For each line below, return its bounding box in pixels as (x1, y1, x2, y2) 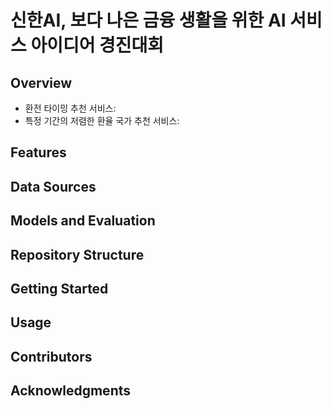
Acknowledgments (10, 382, 132, 400)
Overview (10, 74, 73, 91)
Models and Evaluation (10, 212, 156, 230)
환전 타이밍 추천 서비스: (24, 102, 117, 114)
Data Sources (10, 178, 97, 195)
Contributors (10, 348, 93, 365)
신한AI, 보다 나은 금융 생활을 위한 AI (10, 9, 287, 32)
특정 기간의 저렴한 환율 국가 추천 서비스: (24, 115, 180, 126)
